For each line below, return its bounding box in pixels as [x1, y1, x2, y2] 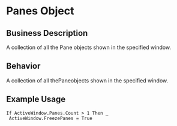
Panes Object [6, 4, 74, 18]
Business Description [6, 28, 88, 38]
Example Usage [6, 94, 66, 105]
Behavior [6, 61, 41, 71]
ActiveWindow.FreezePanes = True [8, 115, 93, 121]
